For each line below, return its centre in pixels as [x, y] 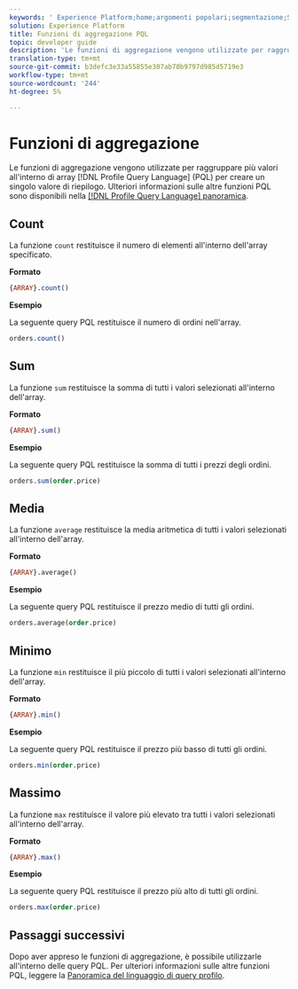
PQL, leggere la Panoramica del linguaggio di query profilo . [117, 976]
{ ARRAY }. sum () [35, 430]
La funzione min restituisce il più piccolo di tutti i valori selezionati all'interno [148, 671]
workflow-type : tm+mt [49, 75]
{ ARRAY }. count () [39, 288]
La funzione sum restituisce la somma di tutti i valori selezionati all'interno [142, 388]
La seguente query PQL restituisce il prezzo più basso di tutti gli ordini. [138, 749]
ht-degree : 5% [35, 91]
